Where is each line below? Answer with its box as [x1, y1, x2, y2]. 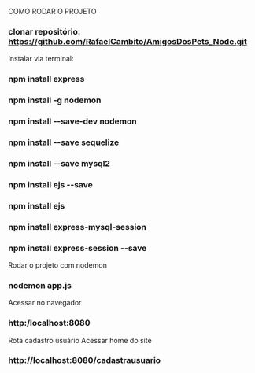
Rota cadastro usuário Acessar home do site [8, 335, 152, 345]
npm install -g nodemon [8, 94, 102, 105]
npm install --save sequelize [8, 137, 120, 148]
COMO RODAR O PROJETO [8, 7, 97, 16]
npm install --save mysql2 [8, 157, 110, 168]
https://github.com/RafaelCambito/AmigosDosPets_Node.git [8, 35, 248, 46]
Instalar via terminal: [8, 54, 74, 64]
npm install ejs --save [8, 179, 93, 190]
